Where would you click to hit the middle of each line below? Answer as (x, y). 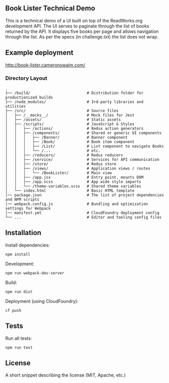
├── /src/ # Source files (62, 111)
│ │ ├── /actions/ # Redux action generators (74, 128)
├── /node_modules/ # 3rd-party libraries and (74, 102)
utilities (16, 106)
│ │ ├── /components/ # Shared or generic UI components (83, 133)
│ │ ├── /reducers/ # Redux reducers (64, 155)
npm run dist (19, 292)
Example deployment (39, 53)
